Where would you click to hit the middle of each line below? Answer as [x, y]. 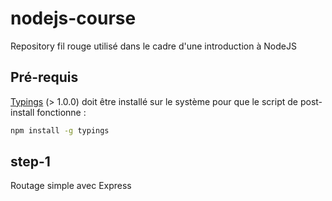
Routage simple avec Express [71, 186]
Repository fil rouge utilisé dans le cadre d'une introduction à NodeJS [153, 46]
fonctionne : [61, 112]
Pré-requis [44, 77]
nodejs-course [73, 18]
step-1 [30, 162]
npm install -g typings [60, 130]
